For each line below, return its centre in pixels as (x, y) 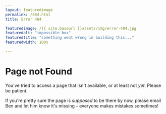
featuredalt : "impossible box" (38, 33)
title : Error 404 (23, 19)
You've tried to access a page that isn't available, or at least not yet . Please (83, 85)
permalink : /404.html (28, 15)
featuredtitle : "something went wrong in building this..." (70, 38)
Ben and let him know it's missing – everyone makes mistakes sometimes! (82, 105)
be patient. (16, 90)
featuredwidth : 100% (27, 42)
